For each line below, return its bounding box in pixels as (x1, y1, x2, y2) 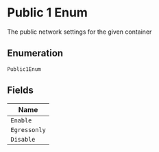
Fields (7, 85, 34, 96)
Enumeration (7, 47, 64, 59)
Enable (10, 116, 32, 124)
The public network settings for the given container (7, 28, 152, 36)
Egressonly (10, 126, 46, 133)
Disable (10, 135, 36, 143)
